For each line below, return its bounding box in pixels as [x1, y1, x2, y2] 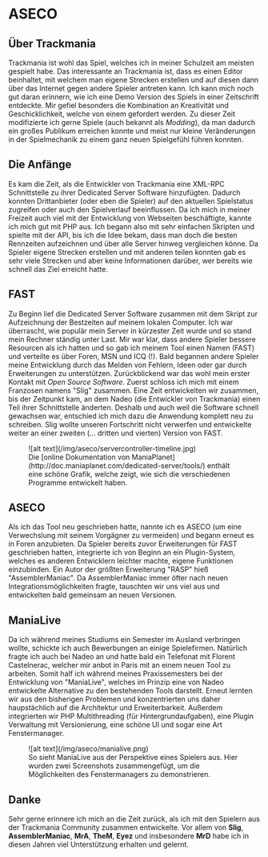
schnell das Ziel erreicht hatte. [8, 264, 108, 273]
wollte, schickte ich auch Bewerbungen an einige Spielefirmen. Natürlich [8, 643, 248, 653]
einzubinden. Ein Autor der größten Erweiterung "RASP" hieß [8, 564, 209, 574]
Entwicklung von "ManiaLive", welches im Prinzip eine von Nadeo [8, 677, 224, 687]
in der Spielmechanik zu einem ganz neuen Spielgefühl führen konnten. [8, 135, 244, 144]
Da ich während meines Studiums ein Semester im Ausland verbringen [8, 635, 241, 645]
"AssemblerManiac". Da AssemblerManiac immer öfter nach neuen [8, 573, 229, 583]
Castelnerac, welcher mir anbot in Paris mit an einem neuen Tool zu [8, 661, 231, 670]
